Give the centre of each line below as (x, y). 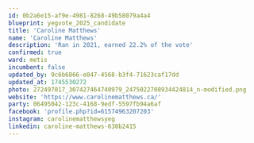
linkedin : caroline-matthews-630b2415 (72, 126)
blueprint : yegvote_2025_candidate (67, 23)
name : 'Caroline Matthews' (53, 38)
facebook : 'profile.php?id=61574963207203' (81, 112)
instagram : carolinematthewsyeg (62, 119)
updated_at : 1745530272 (48, 82)
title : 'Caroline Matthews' (55, 30)
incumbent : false (37, 68)
